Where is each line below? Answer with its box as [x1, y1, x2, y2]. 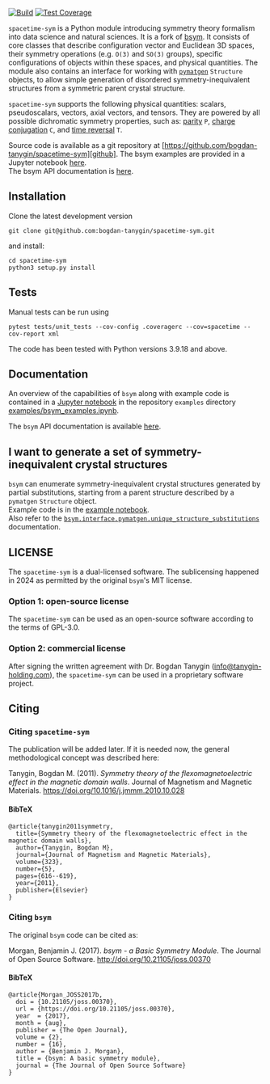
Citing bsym [8, 912, 52, 923]
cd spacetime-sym [8, 256, 67, 264]
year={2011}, [15, 879, 60, 887]
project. [8, 678, 35, 688]
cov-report [8, 330, 45, 338]
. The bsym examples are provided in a [116, 150, 245, 158]
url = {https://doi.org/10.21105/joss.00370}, [15, 1005, 175, 1014]
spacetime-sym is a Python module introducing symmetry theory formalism [8, 23, 255, 32]
